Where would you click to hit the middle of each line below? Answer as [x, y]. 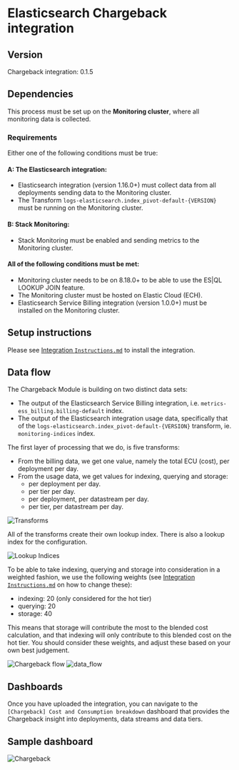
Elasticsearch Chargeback [87, 13]
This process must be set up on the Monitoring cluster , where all [103, 111]
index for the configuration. [47, 542]
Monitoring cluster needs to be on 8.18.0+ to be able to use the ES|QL [120, 280]
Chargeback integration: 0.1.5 [51, 72]
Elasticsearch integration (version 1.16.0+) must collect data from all [117, 185]
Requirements [32, 137]
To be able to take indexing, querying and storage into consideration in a [114, 569]
